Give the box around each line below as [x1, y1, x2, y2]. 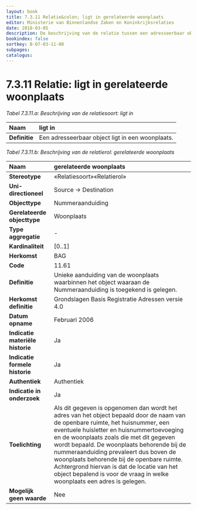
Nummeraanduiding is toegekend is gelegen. [53, 286, 178, 294]
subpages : [6, 47, 30, 53]
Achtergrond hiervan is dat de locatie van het [53, 462, 178, 471]
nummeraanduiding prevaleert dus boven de [53, 448, 176, 456]
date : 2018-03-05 [6, 25, 49, 31]
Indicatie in [9, 387, 41, 395]
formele [9, 360, 32, 368]
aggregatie [9, 233, 40, 241]
